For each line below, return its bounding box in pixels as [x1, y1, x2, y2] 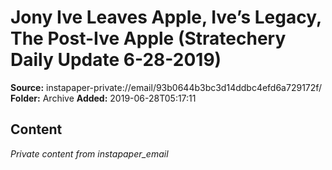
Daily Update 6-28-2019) [10, 49, 222, 71]
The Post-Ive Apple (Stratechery [10, 27, 287, 50]
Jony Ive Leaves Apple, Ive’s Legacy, [10, 6, 322, 29]
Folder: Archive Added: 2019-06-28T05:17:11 [10, 92, 197, 104]
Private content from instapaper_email [10, 147, 169, 160]
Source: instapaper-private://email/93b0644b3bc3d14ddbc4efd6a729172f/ [10, 81, 323, 93]
